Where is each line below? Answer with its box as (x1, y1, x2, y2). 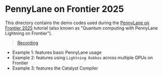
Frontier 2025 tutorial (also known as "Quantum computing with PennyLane (5, 25, 158, 31)
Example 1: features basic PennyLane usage (12, 49, 102, 55)
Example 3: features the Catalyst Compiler (12, 65, 98, 71)
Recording (17, 39, 38, 45)
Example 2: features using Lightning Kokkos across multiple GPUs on (12, 54, 153, 60)
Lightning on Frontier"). (5, 30, 53, 36)
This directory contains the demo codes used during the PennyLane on (5, 20, 150, 26)
